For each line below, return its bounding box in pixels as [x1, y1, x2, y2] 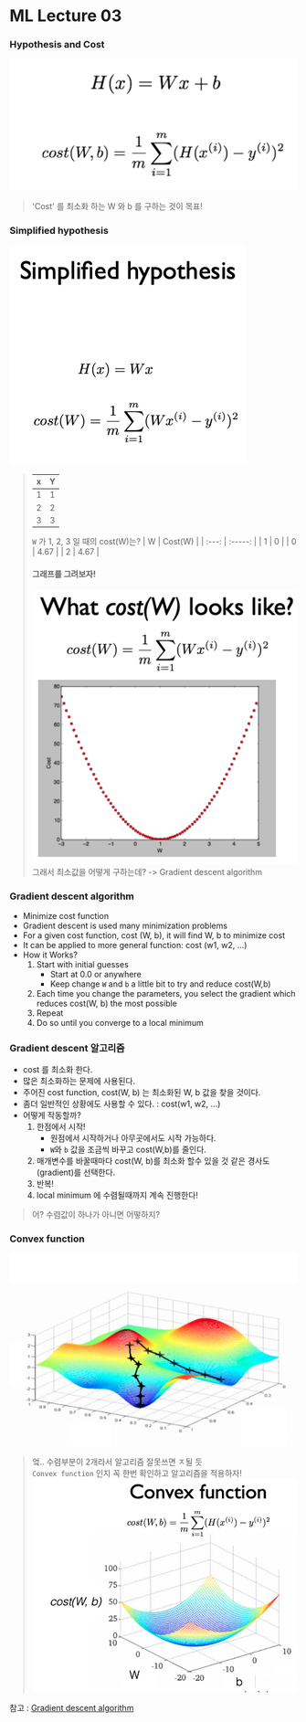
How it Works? [22, 949, 78, 960]
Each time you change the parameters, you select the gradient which [36, 988, 296, 998]
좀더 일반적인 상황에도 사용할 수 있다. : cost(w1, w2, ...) [22, 1098, 221, 1110]
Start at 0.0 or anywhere [49, 968, 142, 979]
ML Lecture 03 [9, 5, 122, 26]
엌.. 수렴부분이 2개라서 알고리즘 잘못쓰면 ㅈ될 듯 [31, 1456, 203, 1467]
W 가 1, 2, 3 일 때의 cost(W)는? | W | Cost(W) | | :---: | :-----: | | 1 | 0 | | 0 [31, 536, 297, 547]
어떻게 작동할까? [22, 1110, 82, 1121]
